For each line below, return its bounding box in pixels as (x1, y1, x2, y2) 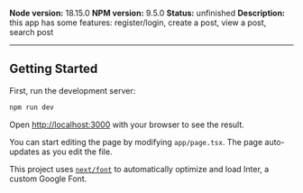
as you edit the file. (41, 146, 113, 157)
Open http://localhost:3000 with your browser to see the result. (9, 119, 245, 130)
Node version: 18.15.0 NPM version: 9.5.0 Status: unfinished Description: (9, 8, 286, 18)
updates (9, 146, 41, 157)
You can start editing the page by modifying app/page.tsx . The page (9, 136, 263, 147)
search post (9, 27, 54, 37)
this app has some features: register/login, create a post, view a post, (9, 17, 267, 28)
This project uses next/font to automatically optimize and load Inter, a (9, 163, 270, 174)
